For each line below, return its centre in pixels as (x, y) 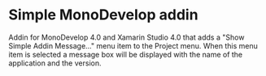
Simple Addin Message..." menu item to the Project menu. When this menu (133, 45)
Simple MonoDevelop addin (103, 15)
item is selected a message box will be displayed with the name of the (126, 54)
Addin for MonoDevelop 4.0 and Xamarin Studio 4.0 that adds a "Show (126, 37)
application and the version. (55, 63)
